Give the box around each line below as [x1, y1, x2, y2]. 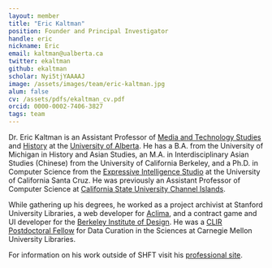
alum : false [8, 87, 49, 96]
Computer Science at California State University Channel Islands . [8, 184, 226, 193]
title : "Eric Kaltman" [8, 19, 85, 28]
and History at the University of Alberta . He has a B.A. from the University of [8, 141, 264, 150]
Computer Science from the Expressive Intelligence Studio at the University [8, 167, 261, 176]
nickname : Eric [8, 42, 60, 50]
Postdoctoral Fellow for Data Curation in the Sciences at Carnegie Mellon [8, 226, 253, 236]
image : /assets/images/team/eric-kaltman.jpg [8, 80, 165, 88]
